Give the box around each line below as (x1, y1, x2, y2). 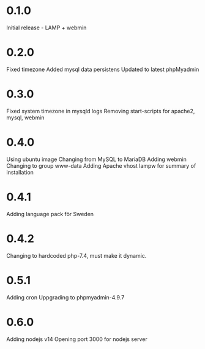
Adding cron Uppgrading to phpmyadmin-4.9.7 (6, 293, 125, 301)
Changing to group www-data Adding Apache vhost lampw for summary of (6, 162, 196, 169)
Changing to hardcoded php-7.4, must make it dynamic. (6, 252, 147, 259)
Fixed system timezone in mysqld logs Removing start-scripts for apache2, (6, 107, 195, 114)
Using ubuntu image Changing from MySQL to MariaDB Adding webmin (6, 156, 187, 163)
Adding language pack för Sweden (6, 210, 94, 217)
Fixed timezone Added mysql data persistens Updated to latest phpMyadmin (6, 66, 199, 73)
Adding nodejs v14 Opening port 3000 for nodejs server (6, 335, 148, 343)
